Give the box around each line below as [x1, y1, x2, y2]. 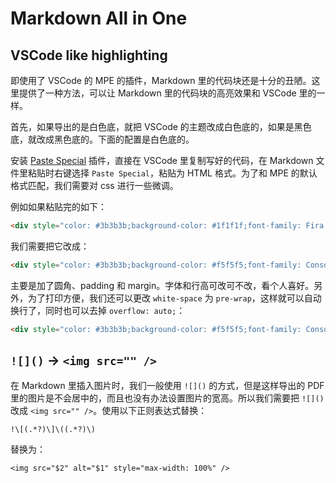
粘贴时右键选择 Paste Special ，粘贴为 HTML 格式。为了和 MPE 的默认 [27, 167, 318, 179]
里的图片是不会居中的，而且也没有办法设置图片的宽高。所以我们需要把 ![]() [10, 392, 325, 404]
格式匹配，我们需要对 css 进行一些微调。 [10, 180, 179, 191]
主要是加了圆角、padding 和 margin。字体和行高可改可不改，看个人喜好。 [10, 279, 315, 291]
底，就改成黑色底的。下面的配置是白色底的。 [10, 133, 195, 145]
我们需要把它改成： [10, 240, 90, 252]
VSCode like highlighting [10, 47, 168, 64]
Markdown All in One [10, 7, 188, 30]
